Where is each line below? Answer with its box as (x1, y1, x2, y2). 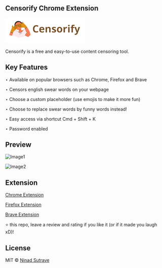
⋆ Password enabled (5, 125, 48, 131)
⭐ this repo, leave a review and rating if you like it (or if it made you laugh (5, 222, 157, 228)
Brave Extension (5, 212, 39, 218)
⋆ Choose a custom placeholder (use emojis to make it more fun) (5, 96, 141, 102)
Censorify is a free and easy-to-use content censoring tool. (5, 48, 129, 54)
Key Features (5, 63, 48, 72)
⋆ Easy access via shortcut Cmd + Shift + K (5, 116, 96, 122)
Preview (5, 141, 32, 149)
